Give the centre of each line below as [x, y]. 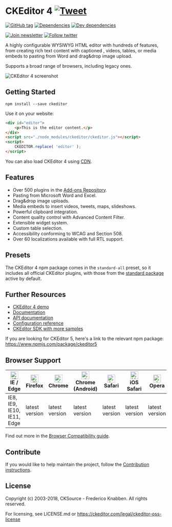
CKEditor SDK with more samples [48, 329]
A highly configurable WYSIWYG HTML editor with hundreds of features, [82, 45]
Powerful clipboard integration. [45, 212]
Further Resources [36, 295]
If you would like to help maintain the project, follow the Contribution [77, 464]
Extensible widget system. [40, 222]
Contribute [23, 452]
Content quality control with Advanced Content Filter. [69, 217]
